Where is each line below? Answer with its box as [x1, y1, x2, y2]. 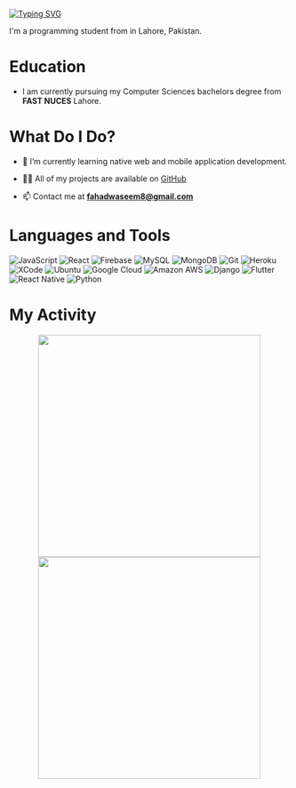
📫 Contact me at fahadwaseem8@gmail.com [21, 191, 194, 202]
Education [9, 57, 86, 77]
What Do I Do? [9, 127, 116, 147]
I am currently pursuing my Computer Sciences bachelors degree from [21, 85, 282, 97]
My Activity [9, 305, 97, 324]
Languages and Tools [9, 226, 171, 246]
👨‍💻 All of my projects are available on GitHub [21, 173, 187, 184]
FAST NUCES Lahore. [21, 95, 102, 106]
